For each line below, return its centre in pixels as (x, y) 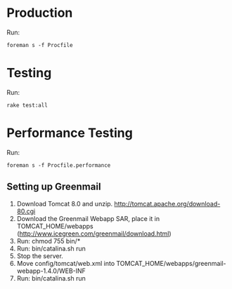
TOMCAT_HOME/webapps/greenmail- (171, 263)
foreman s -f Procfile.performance (59, 165)
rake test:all (27, 105)
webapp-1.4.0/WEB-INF (51, 271)
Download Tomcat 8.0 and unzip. (65, 203)
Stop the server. (40, 256)
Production (40, 13)
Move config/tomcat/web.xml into (66, 263)
